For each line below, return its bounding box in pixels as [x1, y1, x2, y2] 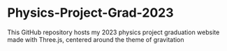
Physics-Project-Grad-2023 [7, 5, 174, 21]
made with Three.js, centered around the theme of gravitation [7, 35, 184, 43]
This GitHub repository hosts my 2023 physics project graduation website [7, 28, 220, 36]
